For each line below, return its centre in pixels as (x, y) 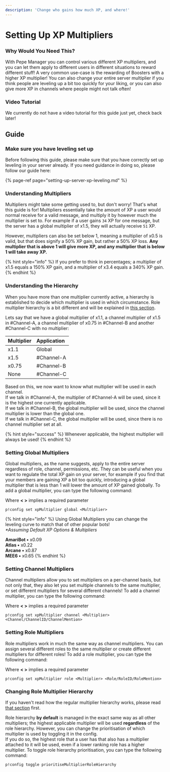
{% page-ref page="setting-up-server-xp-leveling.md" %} (66, 180)
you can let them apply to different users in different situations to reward (80, 67)
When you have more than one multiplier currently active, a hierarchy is (80, 297)
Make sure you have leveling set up (49, 149)
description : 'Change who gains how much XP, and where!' (68, 10)
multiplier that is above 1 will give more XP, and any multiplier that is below (85, 247)
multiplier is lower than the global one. (45, 413)
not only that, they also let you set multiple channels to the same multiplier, (83, 585)
